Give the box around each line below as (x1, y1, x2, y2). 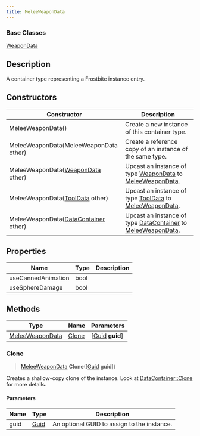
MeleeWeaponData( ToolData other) (9, 194, 108, 202)
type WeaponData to (124, 169, 183, 178)
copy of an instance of (124, 144, 188, 153)
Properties (6, 246, 46, 256)
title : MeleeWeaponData (6, 8, 65, 15)
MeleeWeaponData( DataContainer (9, 215, 105, 223)
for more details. (6, 381, 46, 388)
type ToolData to (124, 194, 171, 202)
